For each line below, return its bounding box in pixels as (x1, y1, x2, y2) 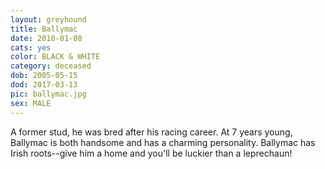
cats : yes (10, 42, 52, 53)
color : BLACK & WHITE (10, 52, 101, 62)
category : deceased (10, 61, 92, 71)
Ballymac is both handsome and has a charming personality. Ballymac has (10, 136, 316, 148)
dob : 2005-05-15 (10, 71, 78, 81)
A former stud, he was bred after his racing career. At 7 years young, (10, 126, 293, 138)
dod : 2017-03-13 (10, 80, 78, 90)
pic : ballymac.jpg (10, 89, 87, 99)
